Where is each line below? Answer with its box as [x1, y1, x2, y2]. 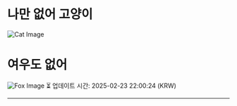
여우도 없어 [7, 57, 68, 73]
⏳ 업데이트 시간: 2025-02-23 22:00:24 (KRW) [45, 81, 176, 90]
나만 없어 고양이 [7, 6, 93, 22]
